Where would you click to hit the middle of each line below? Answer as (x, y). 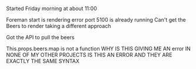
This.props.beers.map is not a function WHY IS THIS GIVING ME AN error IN (99, 49)
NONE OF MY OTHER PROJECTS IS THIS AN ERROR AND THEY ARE (89, 55)
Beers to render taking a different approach (59, 26)
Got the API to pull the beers (40, 37)
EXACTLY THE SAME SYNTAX (43, 61)
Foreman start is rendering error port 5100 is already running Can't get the (96, 20)
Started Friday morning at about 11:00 (52, 8)
